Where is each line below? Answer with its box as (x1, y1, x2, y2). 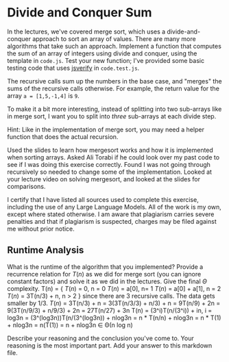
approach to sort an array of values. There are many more (32, 34, 197, 42)
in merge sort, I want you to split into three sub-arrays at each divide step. (7, 112, 217, 120)
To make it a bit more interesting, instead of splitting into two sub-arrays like (7, 105, 222, 113)
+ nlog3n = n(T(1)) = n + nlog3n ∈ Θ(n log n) (7, 320, 134, 329)
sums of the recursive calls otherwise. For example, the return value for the (7, 84, 219, 92)
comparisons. (7, 182, 46, 190)
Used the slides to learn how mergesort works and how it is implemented (7, 146, 214, 154)
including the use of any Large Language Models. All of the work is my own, (7, 203, 221, 211)
